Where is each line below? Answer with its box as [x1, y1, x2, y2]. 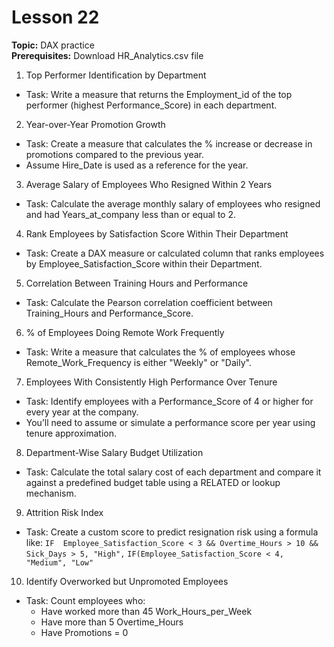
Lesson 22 [11, 6, 100, 29]
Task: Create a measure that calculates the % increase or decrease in [25, 137, 313, 150]
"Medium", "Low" [25, 557, 94, 568]
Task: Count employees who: [25, 594, 146, 606]
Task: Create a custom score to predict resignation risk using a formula [25, 526, 319, 538]
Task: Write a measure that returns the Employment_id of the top [25, 88, 293, 100]
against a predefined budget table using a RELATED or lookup [25, 476, 281, 488]
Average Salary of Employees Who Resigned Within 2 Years [25, 178, 273, 190]
